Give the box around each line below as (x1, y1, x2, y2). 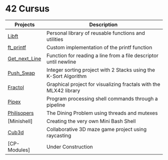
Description (89, 21, 118, 28)
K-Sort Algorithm (46, 72, 87, 79)
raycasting (46, 132, 71, 139)
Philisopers (7, 109, 34, 116)
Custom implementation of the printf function (46, 43, 152, 50)
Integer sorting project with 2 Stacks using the (46, 66, 155, 73)
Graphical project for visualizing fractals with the (46, 80, 160, 87)
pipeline (46, 101, 65, 108)
